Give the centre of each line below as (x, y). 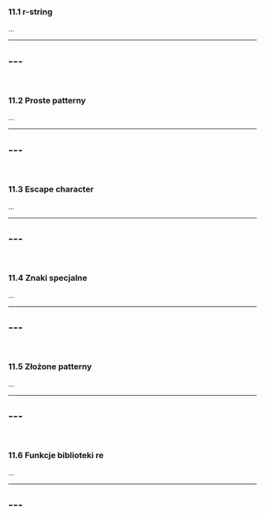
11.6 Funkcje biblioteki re (56, 456)
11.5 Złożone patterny (50, 367)
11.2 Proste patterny (47, 101)
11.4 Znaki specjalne (48, 278)
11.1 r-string (30, 12)
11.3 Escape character (51, 189)
